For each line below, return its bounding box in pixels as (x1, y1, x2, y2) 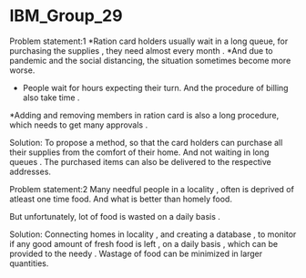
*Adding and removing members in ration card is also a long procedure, (9, 109, 280, 120)
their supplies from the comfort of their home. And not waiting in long (9, 147, 270, 158)
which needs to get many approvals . (9, 119, 148, 130)
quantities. (9, 257, 49, 269)
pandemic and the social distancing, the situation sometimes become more (9, 55, 291, 66)
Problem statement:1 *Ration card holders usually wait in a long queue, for (9, 36, 289, 46)
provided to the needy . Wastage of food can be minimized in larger (9, 248, 263, 259)
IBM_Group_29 (9, 5, 123, 26)
